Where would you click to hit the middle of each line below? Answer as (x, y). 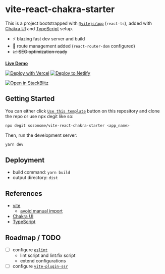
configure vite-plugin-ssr (40, 266)
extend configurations (43, 261)
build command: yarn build (41, 172)
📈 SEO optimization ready (40, 51)
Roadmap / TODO (33, 237)
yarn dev (14, 144)
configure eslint (30, 250)
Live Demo (17, 63)
